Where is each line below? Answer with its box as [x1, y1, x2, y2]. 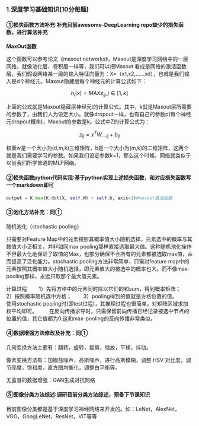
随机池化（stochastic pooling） [6, 222, 82, 230]
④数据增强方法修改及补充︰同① [6, 329, 88, 336]
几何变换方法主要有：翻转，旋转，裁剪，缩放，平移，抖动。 [6, 344, 152, 351]
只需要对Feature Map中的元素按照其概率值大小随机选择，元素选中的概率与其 [6, 236, 192, 243]
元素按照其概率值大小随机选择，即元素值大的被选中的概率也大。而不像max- [6, 265, 190, 272]
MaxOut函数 [6, 43, 37, 50]
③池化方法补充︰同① [6, 209, 62, 216]
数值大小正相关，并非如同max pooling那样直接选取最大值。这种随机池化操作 [6, 243, 192, 250]
